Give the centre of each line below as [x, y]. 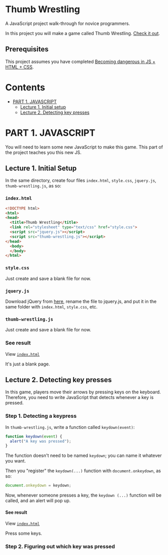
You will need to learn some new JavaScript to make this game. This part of [84, 147]
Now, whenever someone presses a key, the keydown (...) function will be [83, 495]
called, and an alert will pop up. [38, 501]
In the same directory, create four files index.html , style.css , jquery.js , [81, 180]
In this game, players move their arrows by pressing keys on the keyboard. [83, 392]
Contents [25, 87]
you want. [16, 461]
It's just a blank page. [28, 364]
